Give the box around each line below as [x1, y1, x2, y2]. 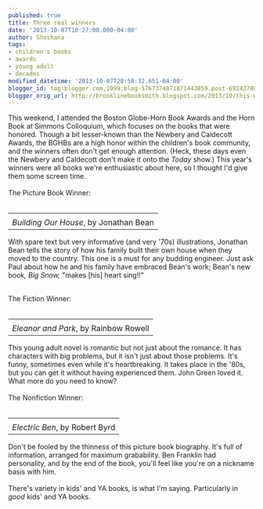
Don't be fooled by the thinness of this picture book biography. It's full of [8, 442, 243, 452]
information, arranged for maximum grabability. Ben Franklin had [8, 450, 217, 460]
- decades [8, 70, 41, 78]
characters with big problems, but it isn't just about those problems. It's [8, 351, 239, 361]
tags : [8, 41, 26, 49]
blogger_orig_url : [8, 92, 68, 100]
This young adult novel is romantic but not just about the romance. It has [8, 343, 242, 353]
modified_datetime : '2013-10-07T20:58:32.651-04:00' [8, 77, 184, 85]
